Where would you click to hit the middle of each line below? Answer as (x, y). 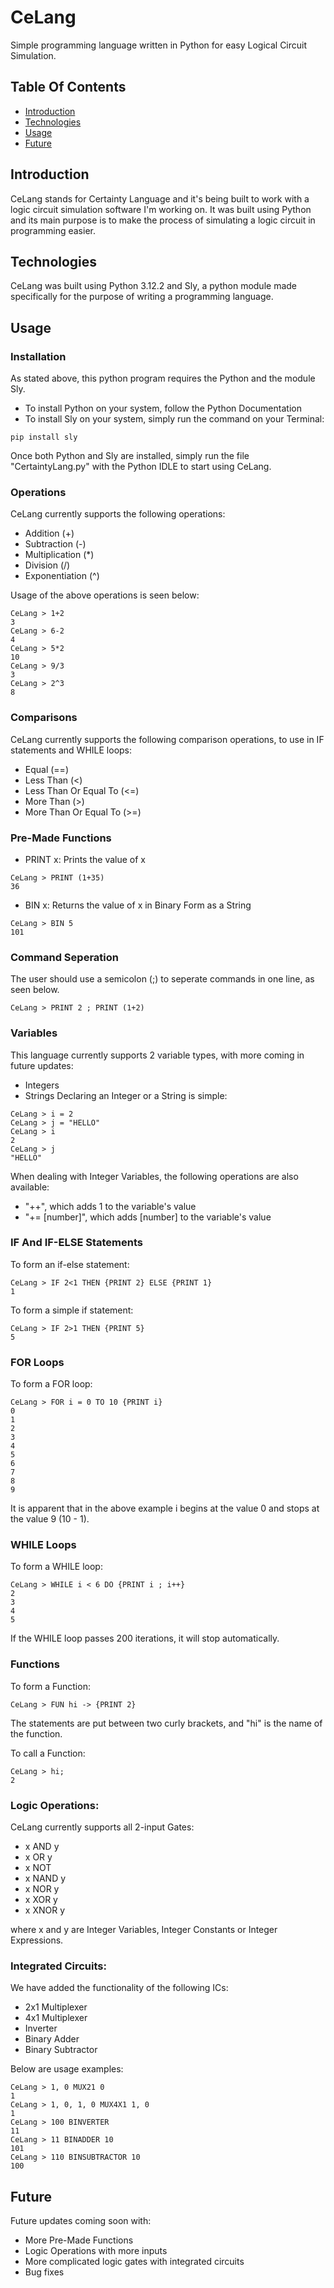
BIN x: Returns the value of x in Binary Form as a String (138, 905)
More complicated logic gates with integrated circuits (134, 2262)
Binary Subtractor (61, 2050)
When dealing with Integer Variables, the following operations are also (154, 1176)
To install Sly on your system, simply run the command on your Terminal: (174, 419)
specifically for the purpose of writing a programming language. (142, 297)
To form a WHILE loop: (56, 1567)
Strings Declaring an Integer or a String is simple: (126, 1095)
